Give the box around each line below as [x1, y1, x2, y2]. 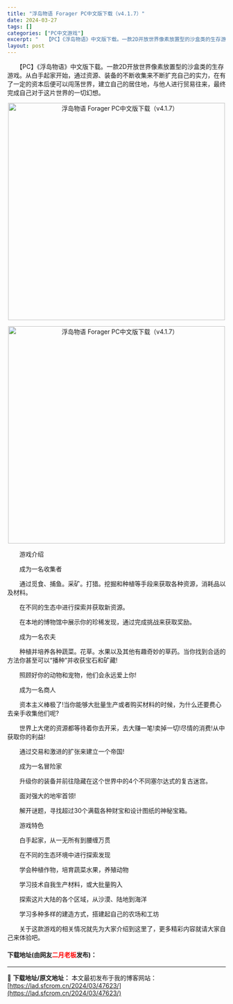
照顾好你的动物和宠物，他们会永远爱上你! [19, 671, 137, 679]
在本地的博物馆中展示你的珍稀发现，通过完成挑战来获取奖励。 [19, 618, 196, 626]
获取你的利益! [7, 733, 46, 740]
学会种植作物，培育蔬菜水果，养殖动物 [19, 866, 129, 873]
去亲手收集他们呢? [7, 709, 60, 717]
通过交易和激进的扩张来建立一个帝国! [19, 747, 125, 755]
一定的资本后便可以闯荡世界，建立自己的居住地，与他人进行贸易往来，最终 [12, 80, 226, 88]
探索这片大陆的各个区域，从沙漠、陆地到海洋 [19, 895, 147, 903]
